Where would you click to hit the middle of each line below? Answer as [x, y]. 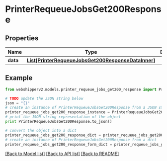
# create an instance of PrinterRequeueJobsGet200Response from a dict [81, 140]
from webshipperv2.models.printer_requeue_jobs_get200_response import [81, 89]
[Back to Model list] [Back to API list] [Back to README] [62, 154]
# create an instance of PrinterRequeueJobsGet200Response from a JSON [81, 108]
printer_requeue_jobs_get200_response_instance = [58, 112]
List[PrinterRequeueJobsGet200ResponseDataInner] [91, 60]
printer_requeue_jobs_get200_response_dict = [53, 135]
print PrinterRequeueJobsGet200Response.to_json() [59, 122]
